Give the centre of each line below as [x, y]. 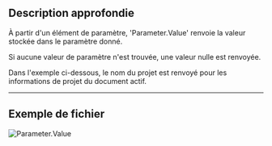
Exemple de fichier [57, 114]
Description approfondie [72, 13]
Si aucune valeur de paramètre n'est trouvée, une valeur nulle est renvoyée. [135, 56]
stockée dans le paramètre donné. [66, 41]
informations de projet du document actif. [78, 81]
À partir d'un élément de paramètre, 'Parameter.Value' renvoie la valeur [127, 32]
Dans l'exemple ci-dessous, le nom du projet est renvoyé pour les [118, 73]
